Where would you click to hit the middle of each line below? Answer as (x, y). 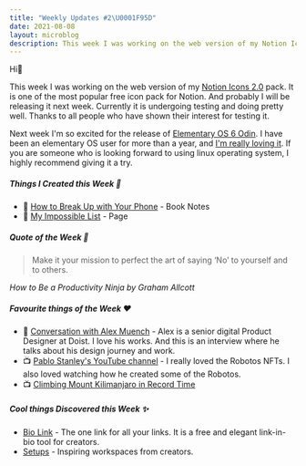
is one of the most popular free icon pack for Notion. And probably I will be (150, 97)
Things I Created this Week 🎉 (65, 183)
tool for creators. (68, 442)
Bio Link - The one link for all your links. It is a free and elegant (140, 432)
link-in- (273, 432)
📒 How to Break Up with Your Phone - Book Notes (116, 207)
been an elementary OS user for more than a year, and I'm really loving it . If (150, 143)
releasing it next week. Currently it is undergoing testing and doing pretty (147, 107)
